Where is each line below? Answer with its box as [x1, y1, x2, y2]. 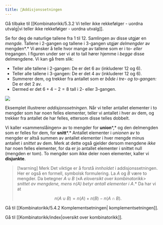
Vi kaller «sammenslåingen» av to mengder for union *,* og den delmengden [5, 124, 159, 130]
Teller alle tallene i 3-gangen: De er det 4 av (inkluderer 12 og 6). [12, 70, 143, 76]
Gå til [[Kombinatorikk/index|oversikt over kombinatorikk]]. [5, 214, 123, 220]
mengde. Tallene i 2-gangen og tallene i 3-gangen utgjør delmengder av [5, 40, 150, 46]
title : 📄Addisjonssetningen [5, 7, 62, 12]
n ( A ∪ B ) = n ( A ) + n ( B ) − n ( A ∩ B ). [54, 195, 122, 201]
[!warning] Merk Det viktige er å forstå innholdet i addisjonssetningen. [17, 165, 158, 171]
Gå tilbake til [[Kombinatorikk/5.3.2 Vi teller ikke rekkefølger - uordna [5, 20, 143, 26]
